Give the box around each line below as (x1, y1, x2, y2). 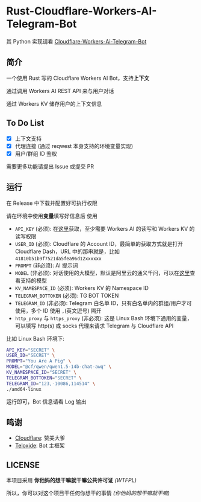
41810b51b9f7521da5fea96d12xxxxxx (14, 256, 102, 262)
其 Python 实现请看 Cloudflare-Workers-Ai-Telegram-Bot (6, 37, 147, 45)
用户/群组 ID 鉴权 (14, 150, 57, 157)
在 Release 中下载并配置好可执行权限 (6, 199, 97, 207)
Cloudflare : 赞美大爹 (14, 434, 66, 442)
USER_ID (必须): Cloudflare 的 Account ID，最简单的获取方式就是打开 (14, 240, 184, 247)
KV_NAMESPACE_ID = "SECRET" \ (6, 370, 77, 376)
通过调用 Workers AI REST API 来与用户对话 (6, 87, 114, 94)
